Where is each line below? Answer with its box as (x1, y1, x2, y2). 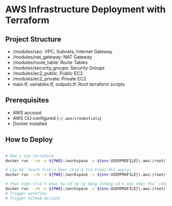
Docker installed (12, 120, 48, 127)
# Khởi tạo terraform (5, 153, 54, 158)
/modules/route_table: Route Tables (12, 59, 88, 65)
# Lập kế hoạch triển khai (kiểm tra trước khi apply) (5, 168, 132, 173)
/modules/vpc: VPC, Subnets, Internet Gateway (12, 49, 113, 54)
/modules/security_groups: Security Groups (12, 65, 105, 71)
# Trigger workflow (5, 191, 47, 196)
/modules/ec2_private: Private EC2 (12, 76, 87, 81)
